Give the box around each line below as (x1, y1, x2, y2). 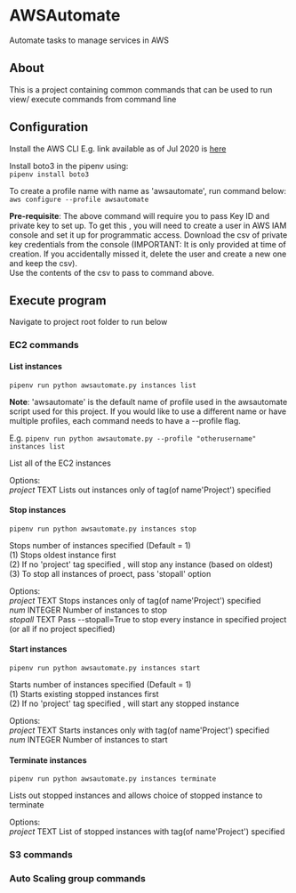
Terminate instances (9, 754, 87, 766)
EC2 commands (9, 339, 79, 352)
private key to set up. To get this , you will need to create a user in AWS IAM (9, 220, 287, 231)
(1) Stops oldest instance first (9, 549, 116, 560)
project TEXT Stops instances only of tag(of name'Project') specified (9, 595, 261, 605)
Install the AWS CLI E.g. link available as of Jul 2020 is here (9, 143, 227, 154)
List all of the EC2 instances (9, 458, 111, 468)
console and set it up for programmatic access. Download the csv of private (9, 229, 288, 240)
